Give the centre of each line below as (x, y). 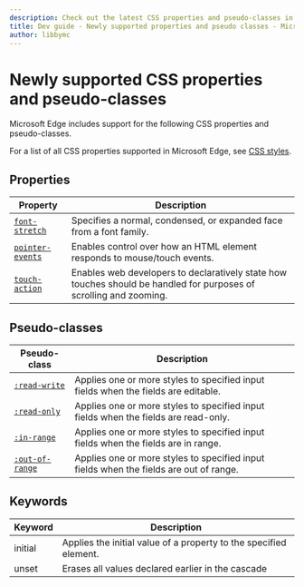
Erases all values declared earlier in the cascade (165, 568)
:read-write (40, 385)
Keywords (38, 501)
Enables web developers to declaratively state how (179, 273)
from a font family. (110, 232)
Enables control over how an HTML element (164, 247)
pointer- (33, 248)
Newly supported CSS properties (136, 79)
